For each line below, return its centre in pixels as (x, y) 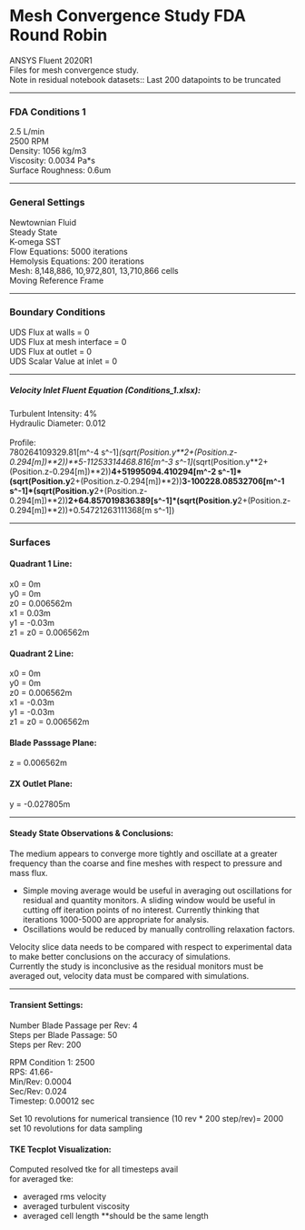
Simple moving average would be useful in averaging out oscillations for (157, 890)
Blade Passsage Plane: (53, 742)
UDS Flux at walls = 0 (49, 332)
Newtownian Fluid (43, 222)
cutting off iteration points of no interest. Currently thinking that (141, 910)
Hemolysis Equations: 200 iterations (77, 261)
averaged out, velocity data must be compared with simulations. (129, 975)
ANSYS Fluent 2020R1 (51, 60)
